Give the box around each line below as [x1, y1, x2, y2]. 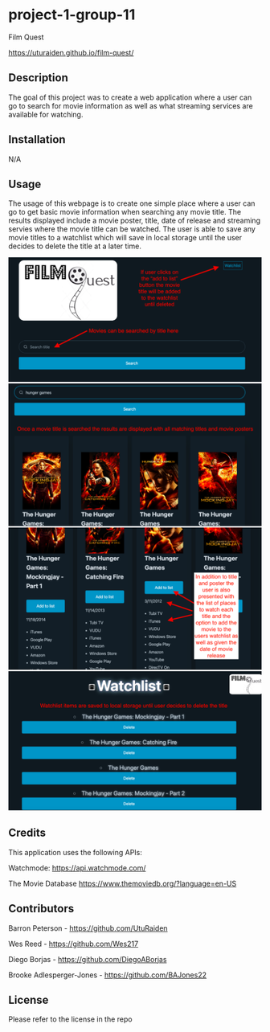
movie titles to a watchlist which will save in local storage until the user [8, 233, 243, 243]
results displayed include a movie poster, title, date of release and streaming [8, 215, 261, 226]
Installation [8, 133, 66, 146]
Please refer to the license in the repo [8, 1014, 133, 1024]
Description [8, 71, 68, 85]
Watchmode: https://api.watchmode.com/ [8, 862, 146, 873]
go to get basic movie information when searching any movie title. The [8, 207, 242, 217]
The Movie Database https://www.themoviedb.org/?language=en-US [8, 878, 237, 888]
